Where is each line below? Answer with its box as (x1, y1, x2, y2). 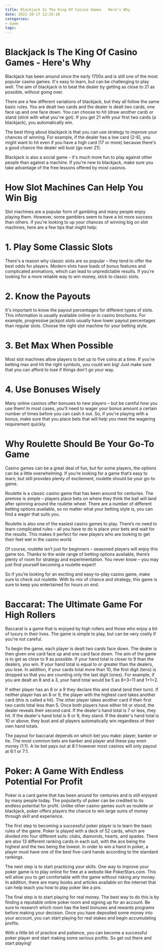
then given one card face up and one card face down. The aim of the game (5, 650, 157, 657)
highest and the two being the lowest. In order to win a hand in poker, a (5, 843, 148, 849)
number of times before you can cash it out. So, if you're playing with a (5, 410, 148, 416)
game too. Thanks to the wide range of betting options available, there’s (5, 551, 150, 557)
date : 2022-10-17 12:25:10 (5, 12, 60, 17)
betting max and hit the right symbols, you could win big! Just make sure (5, 361, 152, 367)
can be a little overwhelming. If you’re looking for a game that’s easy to (5, 470, 148, 476)
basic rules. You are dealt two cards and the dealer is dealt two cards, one (5, 104, 155, 110)
